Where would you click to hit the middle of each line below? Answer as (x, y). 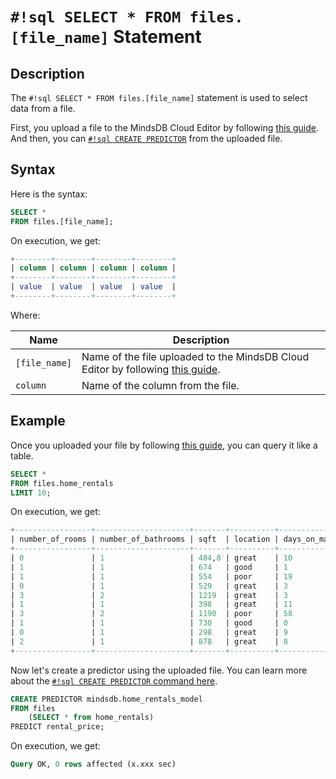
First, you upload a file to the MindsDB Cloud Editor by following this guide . (164, 127)
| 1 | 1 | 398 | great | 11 (151, 604)
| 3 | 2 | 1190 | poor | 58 (151, 614)
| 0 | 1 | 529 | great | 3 (149, 586)
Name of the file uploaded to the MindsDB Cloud (195, 356)
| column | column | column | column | (93, 268)
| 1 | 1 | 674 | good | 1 (149, 567)
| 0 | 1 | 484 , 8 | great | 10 (151, 558)
